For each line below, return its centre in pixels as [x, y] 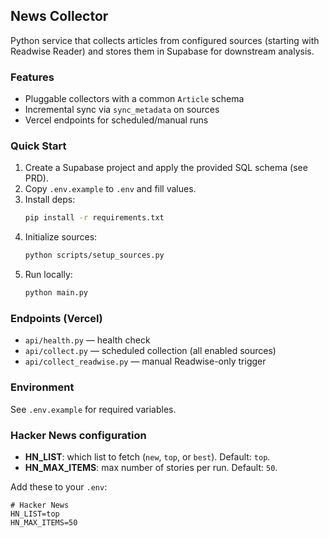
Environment [42, 387]
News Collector [59, 16]
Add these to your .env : [59, 486]
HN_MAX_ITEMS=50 [44, 522]
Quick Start [38, 146]
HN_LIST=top [35, 514]
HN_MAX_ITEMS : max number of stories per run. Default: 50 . [151, 467]
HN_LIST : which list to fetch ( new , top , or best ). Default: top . [147, 456]
